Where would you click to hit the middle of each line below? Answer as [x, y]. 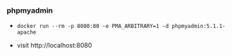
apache [26, 33]
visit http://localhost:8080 [54, 45]
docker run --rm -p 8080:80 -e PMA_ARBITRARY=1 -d [93, 27]
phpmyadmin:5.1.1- [199, 27]
